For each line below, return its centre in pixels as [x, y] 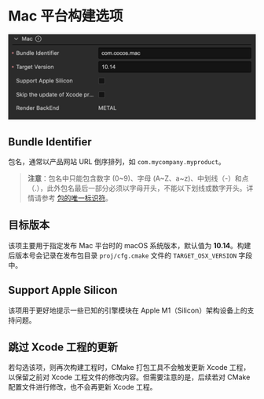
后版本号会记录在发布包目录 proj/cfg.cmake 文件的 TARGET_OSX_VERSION [123, 255]
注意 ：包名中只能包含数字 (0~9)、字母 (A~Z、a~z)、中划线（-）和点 [138, 178]
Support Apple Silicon [63, 290]
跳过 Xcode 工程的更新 [63, 347]
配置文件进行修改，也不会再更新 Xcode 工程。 [82, 387]
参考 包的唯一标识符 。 [77, 198]
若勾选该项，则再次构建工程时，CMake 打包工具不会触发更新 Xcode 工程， [129, 368]
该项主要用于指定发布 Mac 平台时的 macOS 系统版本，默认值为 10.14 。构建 [130, 245]
